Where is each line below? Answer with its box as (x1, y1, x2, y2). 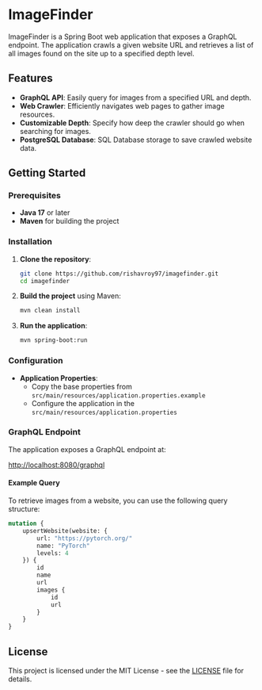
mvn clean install (19, 307, 81, 315)
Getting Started (8, 167, 86, 180)
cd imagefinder (19, 277, 70, 285)
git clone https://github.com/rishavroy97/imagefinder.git (19, 270, 219, 278)
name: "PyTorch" (36, 542, 90, 550)
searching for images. (19, 126, 91, 136)
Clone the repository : (19, 254, 92, 263)
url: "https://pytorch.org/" (36, 534, 133, 542)
